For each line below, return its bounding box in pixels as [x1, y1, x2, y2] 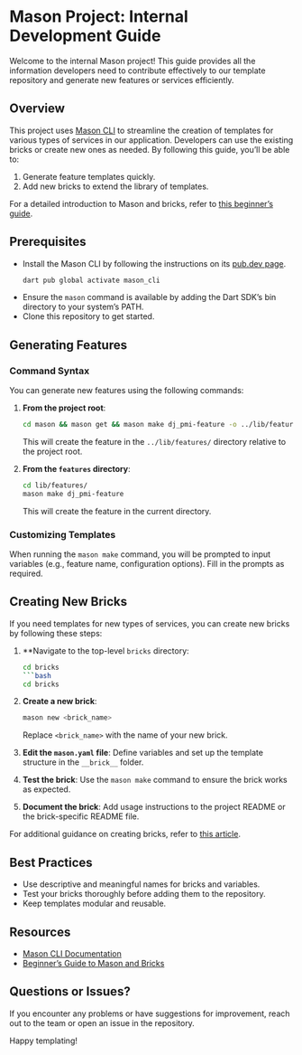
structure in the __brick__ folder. [22, 757, 144, 768]
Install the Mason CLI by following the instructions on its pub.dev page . [22, 258, 287, 268]
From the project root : [22, 402, 106, 413]
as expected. [22, 784, 71, 795]
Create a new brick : [22, 696, 97, 707]
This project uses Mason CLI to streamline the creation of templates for [9, 125, 274, 136]
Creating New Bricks [9, 594, 128, 609]
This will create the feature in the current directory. [22, 505, 212, 516]
